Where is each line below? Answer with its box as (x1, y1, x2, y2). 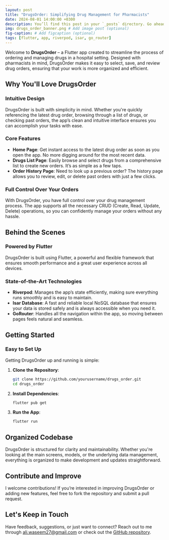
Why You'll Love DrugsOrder (5, 80, 97, 89)
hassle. (5, 214, 20, 220)
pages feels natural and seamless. (12, 316, 84, 322)
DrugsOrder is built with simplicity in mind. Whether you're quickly (5, 106, 142, 112)
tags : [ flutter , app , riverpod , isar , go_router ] (5, 36, 112, 41)
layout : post (5, 7, 33, 13)
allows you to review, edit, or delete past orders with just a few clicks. (12, 173, 157, 179)
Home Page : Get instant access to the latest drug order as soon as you (12, 147, 160, 153)
